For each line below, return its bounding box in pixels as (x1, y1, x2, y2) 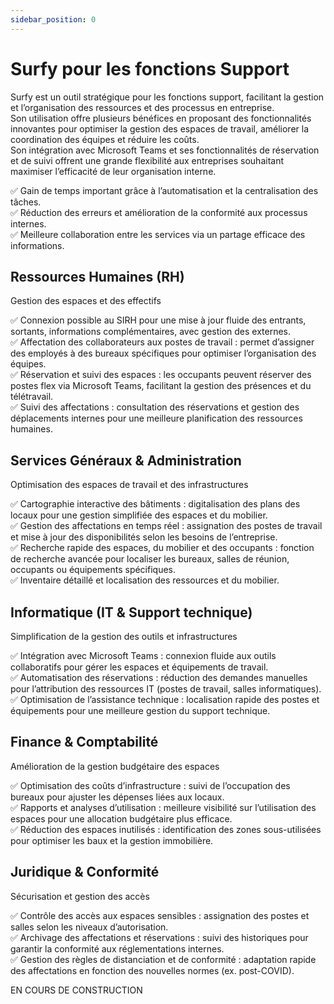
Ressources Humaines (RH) (10, 268, 185, 285)
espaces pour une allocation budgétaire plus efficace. (10, 812, 233, 825)
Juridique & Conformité (10, 864, 160, 881)
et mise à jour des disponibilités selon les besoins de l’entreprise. (10, 531, 278, 543)
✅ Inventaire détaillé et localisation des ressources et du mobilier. (10, 574, 280, 586)
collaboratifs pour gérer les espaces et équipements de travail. (10, 661, 269, 673)
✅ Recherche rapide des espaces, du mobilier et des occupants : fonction (10, 542, 315, 554)
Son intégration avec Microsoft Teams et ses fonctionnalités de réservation (10, 144, 320, 156)
